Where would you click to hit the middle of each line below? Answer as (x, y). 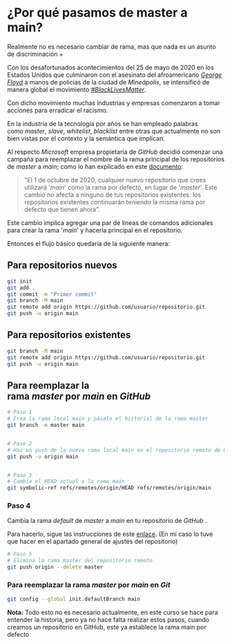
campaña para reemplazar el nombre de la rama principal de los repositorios (116, 159)
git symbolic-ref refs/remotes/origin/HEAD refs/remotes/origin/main (109, 488)
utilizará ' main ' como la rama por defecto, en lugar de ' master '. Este (120, 187)
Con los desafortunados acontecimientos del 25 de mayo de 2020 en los (110, 67)
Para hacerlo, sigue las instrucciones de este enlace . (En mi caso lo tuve (110, 534)
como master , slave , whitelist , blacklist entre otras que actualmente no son (114, 131)
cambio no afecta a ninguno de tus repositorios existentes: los (113, 195)
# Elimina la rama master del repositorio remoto (80, 561)
